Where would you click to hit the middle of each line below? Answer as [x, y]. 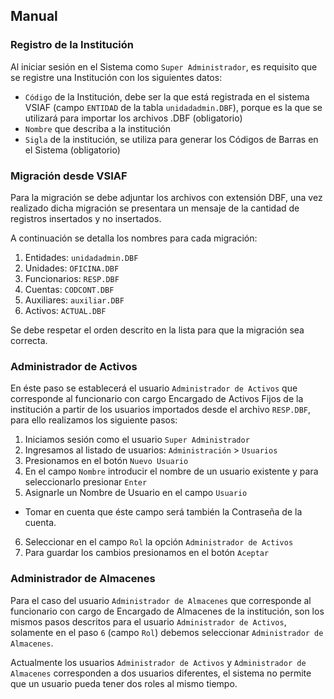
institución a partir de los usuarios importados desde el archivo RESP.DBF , [161, 410]
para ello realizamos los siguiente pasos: [94, 420]
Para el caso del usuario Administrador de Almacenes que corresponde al [161, 600]
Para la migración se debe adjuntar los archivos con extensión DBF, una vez [166, 197]
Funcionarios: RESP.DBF [72, 278]
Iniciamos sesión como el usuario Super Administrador [137, 440]
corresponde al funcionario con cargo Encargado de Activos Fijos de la [157, 399]
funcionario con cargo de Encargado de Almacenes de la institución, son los [167, 611]
